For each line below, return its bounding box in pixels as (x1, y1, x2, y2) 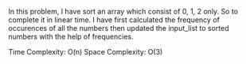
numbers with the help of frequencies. (8, 32, 134, 41)
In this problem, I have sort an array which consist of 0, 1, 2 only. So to (8, 7, 239, 16)
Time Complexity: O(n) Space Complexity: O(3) (8, 47, 163, 56)
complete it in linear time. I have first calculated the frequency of (8, 15, 221, 24)
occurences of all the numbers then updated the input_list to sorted (8, 24, 229, 32)
